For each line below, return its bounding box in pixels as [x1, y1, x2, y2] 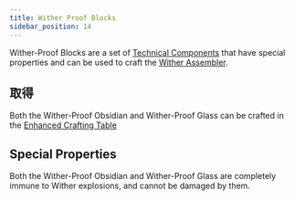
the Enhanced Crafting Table [9, 120, 117, 131]
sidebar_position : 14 [9, 22, 92, 31]
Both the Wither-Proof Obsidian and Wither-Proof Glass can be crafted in [9, 111, 285, 121]
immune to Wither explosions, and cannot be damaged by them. [9, 180, 251, 192]
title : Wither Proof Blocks [9, 13, 117, 23]
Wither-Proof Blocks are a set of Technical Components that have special [9, 47, 286, 58]
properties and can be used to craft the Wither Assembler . [9, 57, 228, 68]
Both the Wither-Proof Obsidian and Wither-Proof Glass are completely [9, 171, 277, 182]
